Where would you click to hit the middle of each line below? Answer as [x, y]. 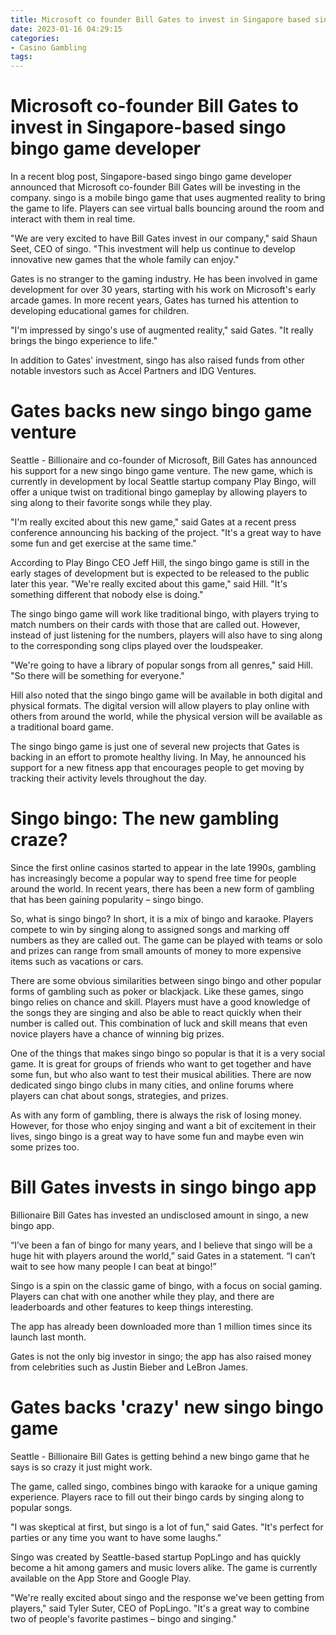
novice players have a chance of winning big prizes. [117, 1033]
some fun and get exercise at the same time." [103, 543]
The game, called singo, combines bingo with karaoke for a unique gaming [164, 1486]
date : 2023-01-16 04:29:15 [66, 29]
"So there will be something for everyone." [97, 675]
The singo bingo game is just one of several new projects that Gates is [155, 746]
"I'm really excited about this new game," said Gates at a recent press [153, 522]
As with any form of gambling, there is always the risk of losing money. [156, 1115]
